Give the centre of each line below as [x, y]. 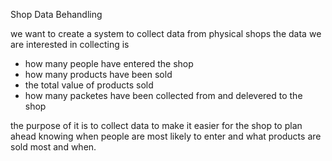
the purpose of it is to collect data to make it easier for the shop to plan [156, 125]
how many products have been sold [98, 74]
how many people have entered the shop [109, 63]
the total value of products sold [89, 85]
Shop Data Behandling [56, 14]
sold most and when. [53, 147]
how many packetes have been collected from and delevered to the [163, 95]
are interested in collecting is [70, 44]
